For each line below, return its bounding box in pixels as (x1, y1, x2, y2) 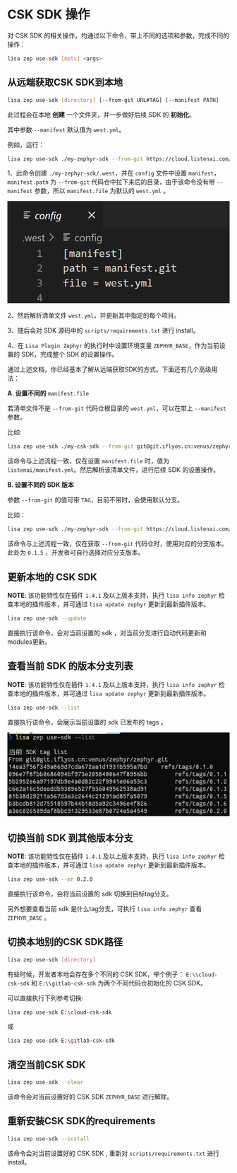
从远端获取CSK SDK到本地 (7, 76, 123, 88)
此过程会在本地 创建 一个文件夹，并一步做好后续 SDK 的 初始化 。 (7, 110, 196, 119)
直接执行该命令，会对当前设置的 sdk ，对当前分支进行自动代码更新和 (7, 628, 207, 637)
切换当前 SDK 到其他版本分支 (7, 832, 133, 844)
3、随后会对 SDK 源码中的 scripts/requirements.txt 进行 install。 (7, 326, 200, 335)
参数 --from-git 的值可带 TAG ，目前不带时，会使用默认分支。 (7, 496, 183, 504)
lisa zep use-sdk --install (7, 1135, 90, 1143)
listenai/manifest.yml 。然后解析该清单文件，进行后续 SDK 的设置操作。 (7, 466, 220, 474)
